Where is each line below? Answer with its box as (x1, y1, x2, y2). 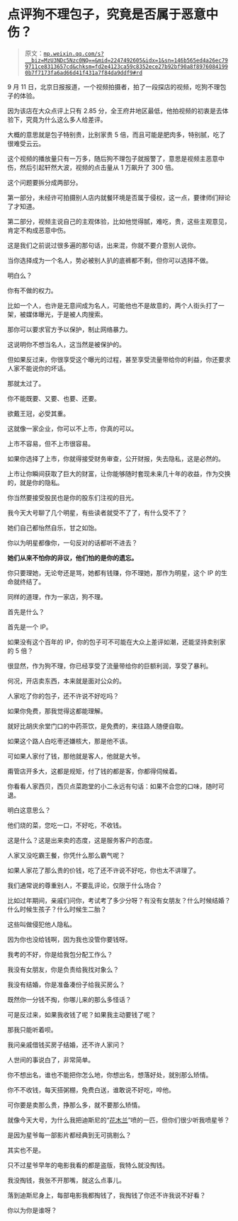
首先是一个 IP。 (7, 623, 52, 631)
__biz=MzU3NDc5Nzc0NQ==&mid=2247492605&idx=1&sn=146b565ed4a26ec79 (24, 57, 228, 64)
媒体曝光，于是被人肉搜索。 (25, 309, 107, 319)
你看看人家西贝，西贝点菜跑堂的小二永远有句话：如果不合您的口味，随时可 (7, 782, 225, 790)
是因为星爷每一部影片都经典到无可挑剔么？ (7, 1130, 132, 1139)
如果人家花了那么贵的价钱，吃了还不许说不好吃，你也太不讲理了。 (7, 865, 200, 875)
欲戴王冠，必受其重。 (7, 409, 69, 418)
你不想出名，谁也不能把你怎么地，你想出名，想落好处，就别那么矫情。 (7, 1070, 212, 1079)
